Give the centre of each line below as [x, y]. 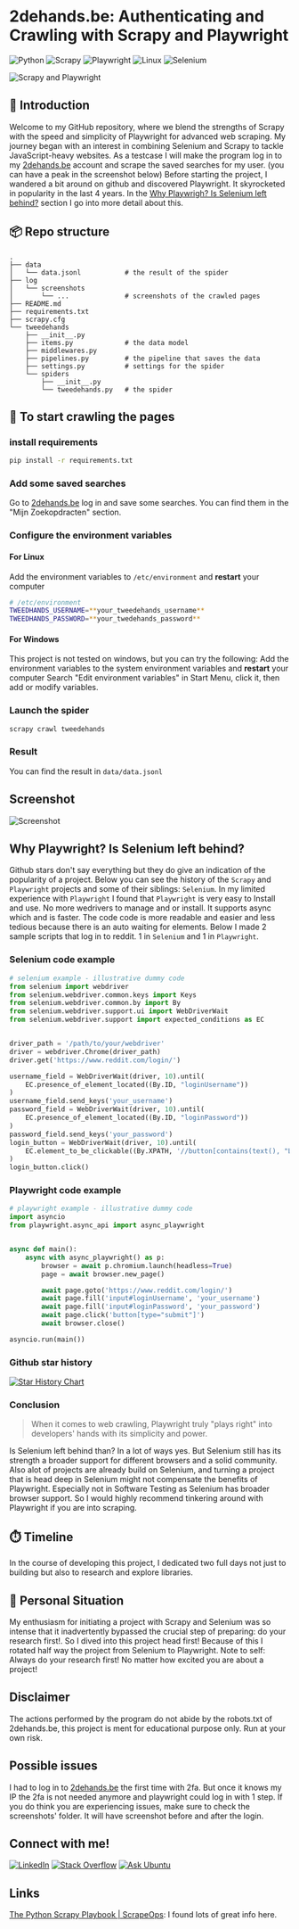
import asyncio [37, 1217]
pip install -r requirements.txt [71, 461]
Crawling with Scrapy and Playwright [149, 35]
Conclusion [35, 1405]
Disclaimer [40, 1698]
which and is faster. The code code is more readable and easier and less [142, 918]
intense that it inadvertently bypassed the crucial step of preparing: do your [148, 1632]
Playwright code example [65, 1191]
